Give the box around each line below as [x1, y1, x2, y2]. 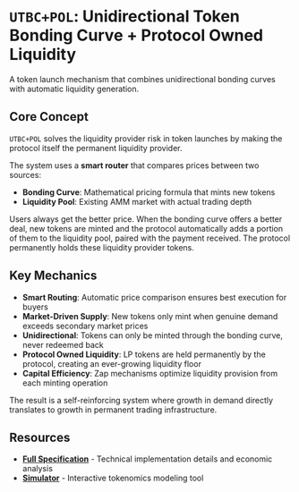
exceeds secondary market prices [21, 320, 149, 331]
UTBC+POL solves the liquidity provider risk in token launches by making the [9, 132, 283, 144]
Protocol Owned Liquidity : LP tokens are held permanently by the [21, 349, 266, 360]
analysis [21, 463, 54, 474]
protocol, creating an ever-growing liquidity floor [21, 358, 201, 369]
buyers [21, 301, 49, 312]
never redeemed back [21, 339, 105, 350]
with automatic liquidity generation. [9, 83, 140, 94]
